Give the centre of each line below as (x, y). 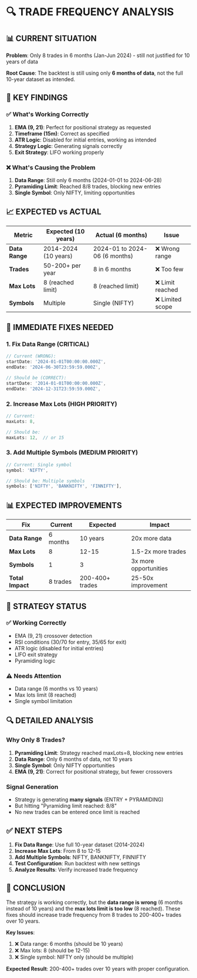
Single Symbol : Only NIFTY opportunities (65, 765)
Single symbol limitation (43, 701)
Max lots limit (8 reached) (45, 695)
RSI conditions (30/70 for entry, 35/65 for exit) (71, 642)
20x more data (151, 539)
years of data (22, 62)
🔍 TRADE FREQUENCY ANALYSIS (90, 12)
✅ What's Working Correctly (47, 115)
